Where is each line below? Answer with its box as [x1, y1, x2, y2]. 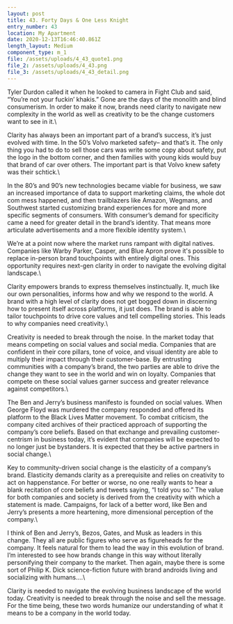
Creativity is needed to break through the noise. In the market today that [7, 332, 214, 341]
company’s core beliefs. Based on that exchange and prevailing [7, 428, 189, 436]
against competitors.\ [7, 384, 68, 393]
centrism [7, 435, 33, 443]
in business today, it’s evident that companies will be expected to [33, 435, 220, 443]
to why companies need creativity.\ [7, 319, 109, 327]
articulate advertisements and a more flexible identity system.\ [7, 226, 186, 234]
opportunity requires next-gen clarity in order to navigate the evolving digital [7, 261, 227, 270]
